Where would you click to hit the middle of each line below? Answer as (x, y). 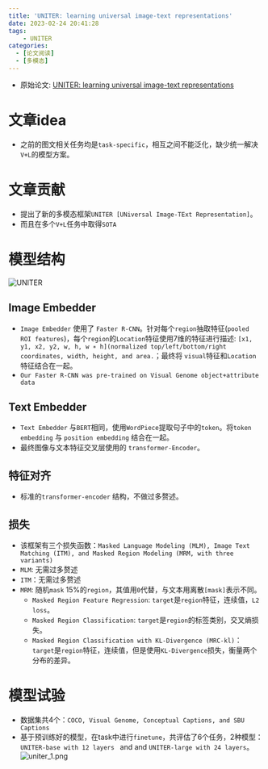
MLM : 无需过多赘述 (49, 569)
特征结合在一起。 (48, 366)
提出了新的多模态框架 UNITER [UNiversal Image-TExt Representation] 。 (138, 214)
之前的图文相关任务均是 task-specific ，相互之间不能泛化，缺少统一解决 (139, 144)
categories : (28, 46)
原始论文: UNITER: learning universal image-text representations (127, 85)
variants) (37, 560)
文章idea (38, 121)
